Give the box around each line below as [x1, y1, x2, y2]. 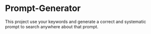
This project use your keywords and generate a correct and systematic [5, 19, 146, 24]
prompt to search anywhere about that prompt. [5, 23, 99, 29]
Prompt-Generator [5, 3, 81, 14]
